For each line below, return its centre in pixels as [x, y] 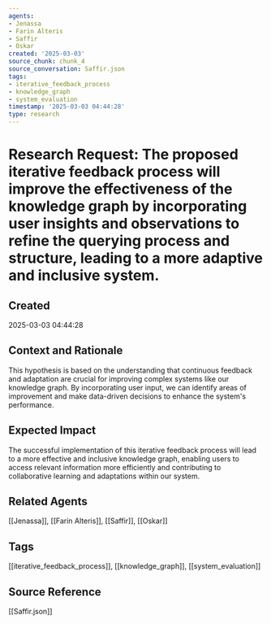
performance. [31, 404]
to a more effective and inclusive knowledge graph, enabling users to [124, 458]
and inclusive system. [84, 275]
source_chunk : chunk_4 [47, 62]
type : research [34, 115]
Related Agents [48, 502]
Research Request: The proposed [124, 155]
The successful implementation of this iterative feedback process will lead [133, 450]
